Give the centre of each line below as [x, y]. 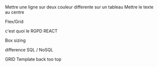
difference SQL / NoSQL [29, 50]
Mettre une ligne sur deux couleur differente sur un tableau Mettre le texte [79, 7]
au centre [15, 12]
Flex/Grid [14, 22]
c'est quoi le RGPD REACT [31, 31]
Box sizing [15, 40]
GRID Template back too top [33, 59]
